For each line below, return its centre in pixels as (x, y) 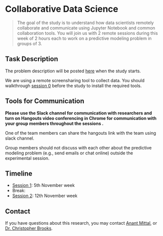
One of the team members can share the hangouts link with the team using (81, 133)
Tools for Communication (45, 101)
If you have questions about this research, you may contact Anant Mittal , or (81, 223)
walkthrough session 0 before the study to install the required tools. (73, 86)
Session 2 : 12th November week (45, 196)
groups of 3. (29, 43)
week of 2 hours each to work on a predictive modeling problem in (84, 38)
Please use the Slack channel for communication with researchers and (79, 113)
